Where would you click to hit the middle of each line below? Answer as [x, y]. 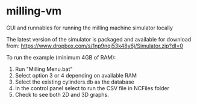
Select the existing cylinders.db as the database [74, 82]
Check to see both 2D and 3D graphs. [62, 94]
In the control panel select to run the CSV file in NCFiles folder [92, 88]
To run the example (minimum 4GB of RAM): [61, 57]
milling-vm [34, 11]
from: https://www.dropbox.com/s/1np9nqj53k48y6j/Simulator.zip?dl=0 [95, 46]
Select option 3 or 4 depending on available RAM [76, 75]
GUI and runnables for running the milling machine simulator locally [90, 28]
